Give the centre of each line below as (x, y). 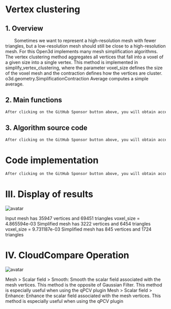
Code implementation (52, 160)
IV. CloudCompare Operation (67, 256)
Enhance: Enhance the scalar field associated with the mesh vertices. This (83, 296)
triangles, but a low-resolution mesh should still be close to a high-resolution (85, 46)
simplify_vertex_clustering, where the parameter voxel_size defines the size (84, 68)
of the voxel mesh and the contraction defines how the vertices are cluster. (84, 73)
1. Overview (24, 28)
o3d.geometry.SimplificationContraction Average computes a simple (77, 79)
